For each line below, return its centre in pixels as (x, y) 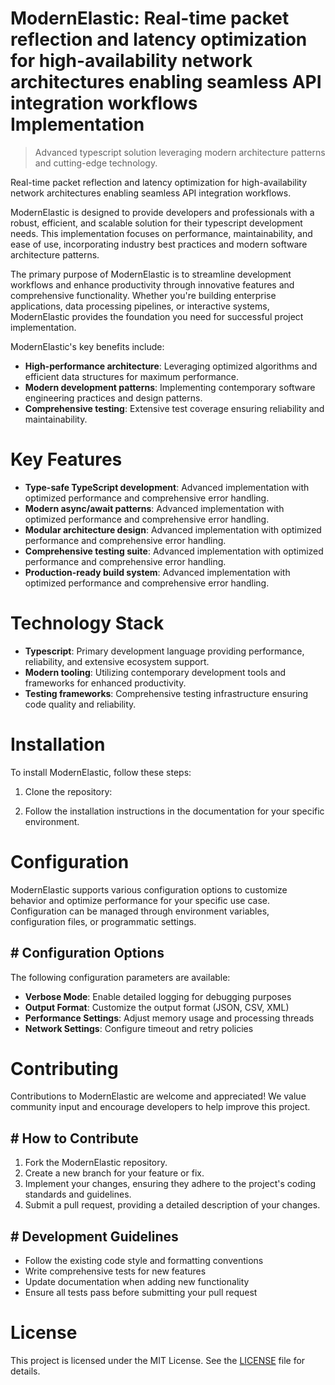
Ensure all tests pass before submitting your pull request (141, 1293)
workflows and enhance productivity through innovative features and (152, 284)
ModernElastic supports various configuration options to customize (149, 889)
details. (25, 1371)
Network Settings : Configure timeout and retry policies (139, 1028)
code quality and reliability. (80, 704)
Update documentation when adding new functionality (137, 1282)
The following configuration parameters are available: (120, 977)
